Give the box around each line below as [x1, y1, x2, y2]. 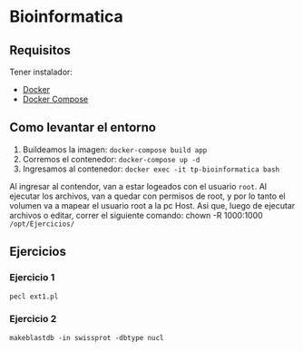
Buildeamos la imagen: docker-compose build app [22, 143, 208, 155]
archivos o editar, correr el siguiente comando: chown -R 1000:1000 [9, 210, 263, 220]
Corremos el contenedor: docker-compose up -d [22, 153, 200, 164]
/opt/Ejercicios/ [9, 219, 75, 229]
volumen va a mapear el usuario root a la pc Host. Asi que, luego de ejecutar [9, 200, 296, 210]
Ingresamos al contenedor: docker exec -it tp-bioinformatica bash [22, 163, 279, 174]
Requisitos [9, 43, 71, 58]
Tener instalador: [9, 66, 73, 77]
